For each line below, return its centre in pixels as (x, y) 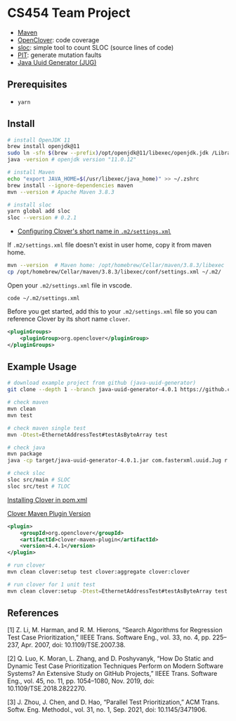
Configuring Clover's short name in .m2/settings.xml (94, 231)
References (33, 614)
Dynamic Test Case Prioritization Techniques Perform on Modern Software (115, 666)
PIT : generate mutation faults (59, 55)
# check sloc (26, 474)
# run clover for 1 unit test (52, 584)
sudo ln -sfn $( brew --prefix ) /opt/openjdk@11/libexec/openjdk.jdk (108, 153)
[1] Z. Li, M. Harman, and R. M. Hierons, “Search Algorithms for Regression (115, 630)
